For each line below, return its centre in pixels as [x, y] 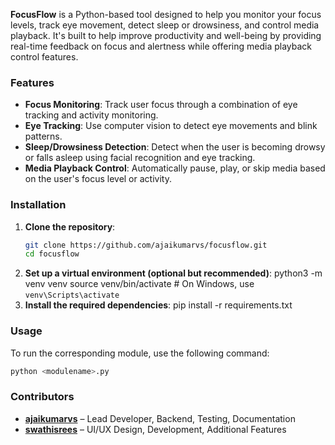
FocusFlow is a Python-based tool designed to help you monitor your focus [166, 14]
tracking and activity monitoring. [91, 115]
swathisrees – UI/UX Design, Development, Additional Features [155, 429]
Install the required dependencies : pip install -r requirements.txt [158, 305]
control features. [44, 57]
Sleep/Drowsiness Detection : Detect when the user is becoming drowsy [175, 147]
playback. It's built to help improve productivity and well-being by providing [166, 35]
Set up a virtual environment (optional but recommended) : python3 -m [173, 273]
